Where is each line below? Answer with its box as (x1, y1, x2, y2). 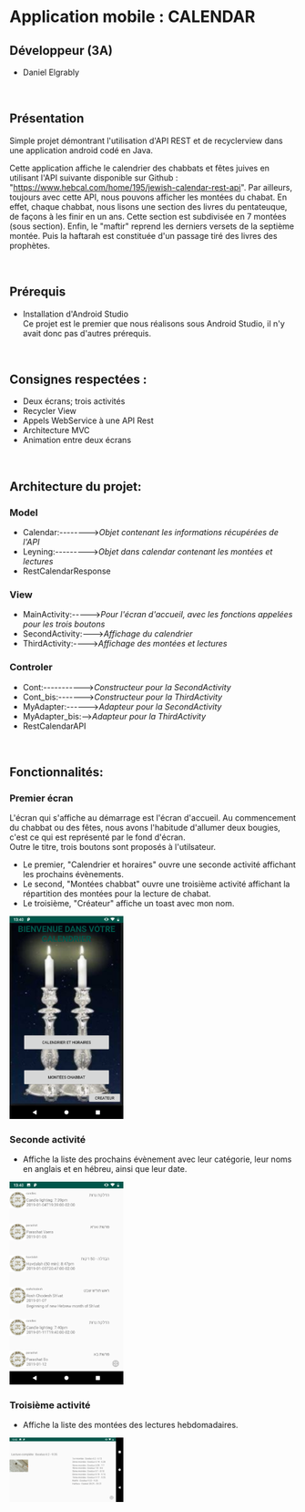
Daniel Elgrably (22, 67, 80, 78)
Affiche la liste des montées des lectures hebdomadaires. (22, 1420, 239, 1431)
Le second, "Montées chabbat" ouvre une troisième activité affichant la (22, 878, 290, 890)
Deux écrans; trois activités (22, 396, 126, 407)
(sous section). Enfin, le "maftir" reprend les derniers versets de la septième (9, 221, 294, 232)
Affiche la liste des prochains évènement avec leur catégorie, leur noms (22, 1154, 292, 1165)
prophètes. (9, 240, 51, 251)
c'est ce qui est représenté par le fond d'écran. (9, 832, 186, 843)
